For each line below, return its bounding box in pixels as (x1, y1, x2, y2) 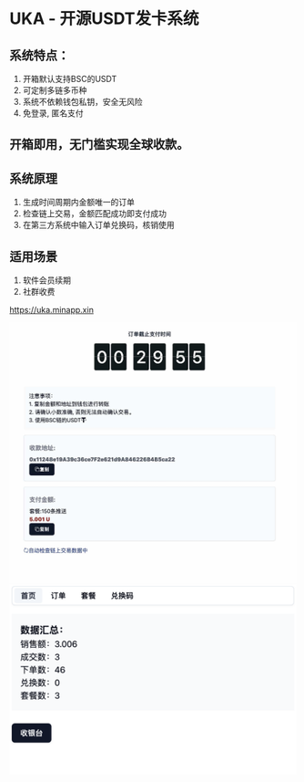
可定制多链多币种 (22, 85, 87, 96)
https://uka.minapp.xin (9, 305, 94, 316)
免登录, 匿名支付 (22, 108, 84, 119)
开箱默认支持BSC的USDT (22, 74, 117, 84)
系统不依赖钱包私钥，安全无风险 (22, 97, 143, 107)
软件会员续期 (22, 275, 71, 286)
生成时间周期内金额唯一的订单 (22, 197, 135, 208)
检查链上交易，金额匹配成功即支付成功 (22, 208, 167, 219)
